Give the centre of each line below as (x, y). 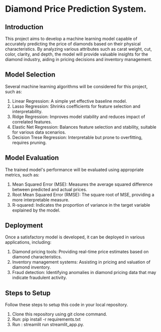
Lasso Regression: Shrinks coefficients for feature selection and (76, 106)
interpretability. (27, 111)
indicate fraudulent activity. (39, 278)
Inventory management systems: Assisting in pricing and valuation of (81, 262)
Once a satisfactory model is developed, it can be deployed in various (75, 237)
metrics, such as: (22, 175)
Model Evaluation (32, 158)
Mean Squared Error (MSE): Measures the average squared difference (82, 184)
